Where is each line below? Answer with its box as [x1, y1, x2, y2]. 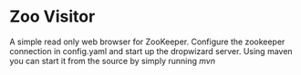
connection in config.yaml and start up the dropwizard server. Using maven [9, 45, 294, 56]
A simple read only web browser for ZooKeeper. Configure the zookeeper [9, 36, 285, 47]
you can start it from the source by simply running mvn [9, 55, 216, 66]
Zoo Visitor [9, 6, 96, 27]
